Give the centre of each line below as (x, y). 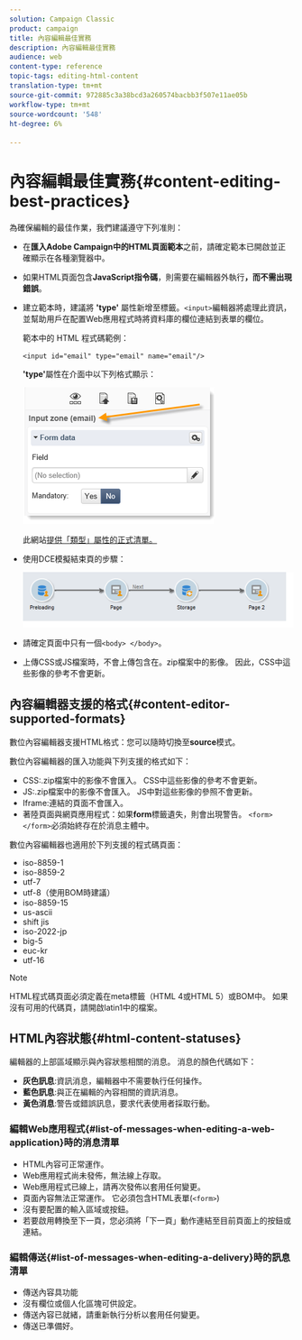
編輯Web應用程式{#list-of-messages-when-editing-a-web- (142, 1129)
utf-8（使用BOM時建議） (69, 892)
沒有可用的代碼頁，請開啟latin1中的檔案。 (86, 1007)
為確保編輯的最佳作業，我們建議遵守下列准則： (96, 228)
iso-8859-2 (44, 872)
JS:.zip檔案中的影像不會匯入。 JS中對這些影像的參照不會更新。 (140, 791)
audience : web (36, 57)
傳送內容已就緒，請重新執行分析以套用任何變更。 (113, 1315)
